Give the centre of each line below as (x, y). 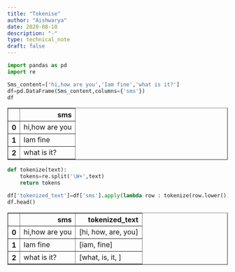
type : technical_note (39, 40)
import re (22, 72)
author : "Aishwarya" (37, 20)
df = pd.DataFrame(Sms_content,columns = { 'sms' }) (76, 91)
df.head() (22, 202)
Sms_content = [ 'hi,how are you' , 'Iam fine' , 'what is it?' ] (93, 85)
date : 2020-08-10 (33, 27)
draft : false (26, 46)
